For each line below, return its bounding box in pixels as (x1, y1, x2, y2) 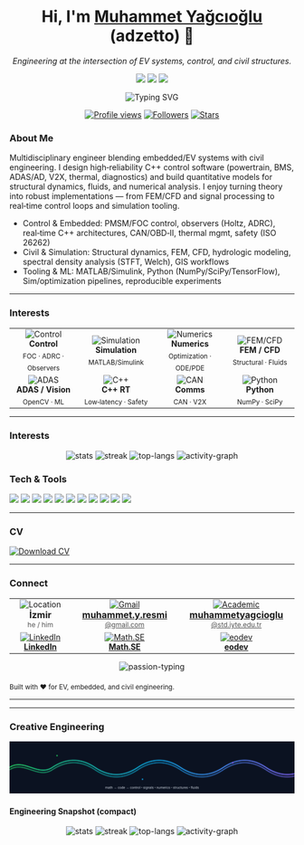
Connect (9, 577, 48, 590)
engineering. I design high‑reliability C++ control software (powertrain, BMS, (9, 162, 294, 173)
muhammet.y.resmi (81, 609, 167, 622)
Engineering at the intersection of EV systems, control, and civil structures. (12, 55, 292, 66)
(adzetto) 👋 (109, 25, 195, 46)
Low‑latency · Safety (84, 397, 148, 406)
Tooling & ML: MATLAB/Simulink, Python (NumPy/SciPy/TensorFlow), (22, 266, 280, 277)
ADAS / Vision (16, 385, 71, 395)
